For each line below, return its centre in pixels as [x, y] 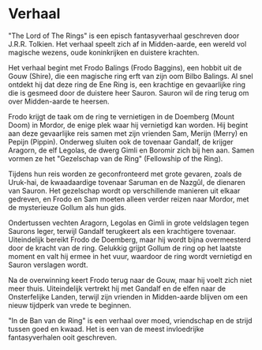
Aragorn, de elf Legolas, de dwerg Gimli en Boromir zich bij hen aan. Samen [131, 150]
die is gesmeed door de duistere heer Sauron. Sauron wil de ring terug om [129, 92]
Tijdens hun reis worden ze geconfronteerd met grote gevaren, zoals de [125, 174]
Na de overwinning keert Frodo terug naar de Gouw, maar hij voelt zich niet [130, 280]
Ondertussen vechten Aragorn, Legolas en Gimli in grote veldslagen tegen [129, 223]
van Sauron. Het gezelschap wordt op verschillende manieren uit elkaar [124, 190]
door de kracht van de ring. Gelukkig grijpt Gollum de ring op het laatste [125, 248]
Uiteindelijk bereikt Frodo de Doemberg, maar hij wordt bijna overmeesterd [129, 239]
